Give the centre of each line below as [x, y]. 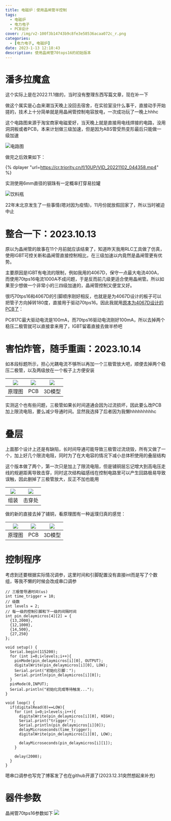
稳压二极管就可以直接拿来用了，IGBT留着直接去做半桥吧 [64, 326]
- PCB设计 [19, 29]
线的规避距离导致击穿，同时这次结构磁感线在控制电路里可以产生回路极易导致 [85, 473]
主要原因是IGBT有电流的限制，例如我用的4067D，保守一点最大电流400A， [83, 273]
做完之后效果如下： [25, 157]
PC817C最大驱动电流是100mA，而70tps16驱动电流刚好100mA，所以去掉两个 [85, 320]
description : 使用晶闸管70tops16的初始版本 [48, 53]
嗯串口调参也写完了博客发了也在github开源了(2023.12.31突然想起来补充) [80, 776]
